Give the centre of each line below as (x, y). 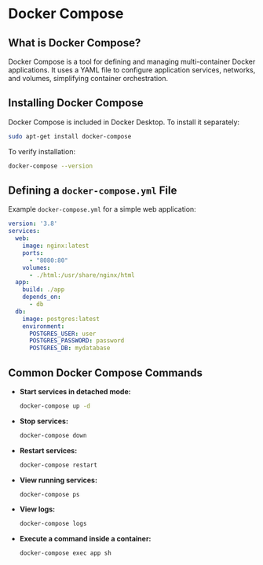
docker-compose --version (50, 166)
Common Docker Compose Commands (105, 373)
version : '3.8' (33, 224)
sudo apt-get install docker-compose (70, 136)
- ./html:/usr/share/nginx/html (82, 275)
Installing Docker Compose (76, 103)
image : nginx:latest (56, 246)
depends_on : (42, 297)
